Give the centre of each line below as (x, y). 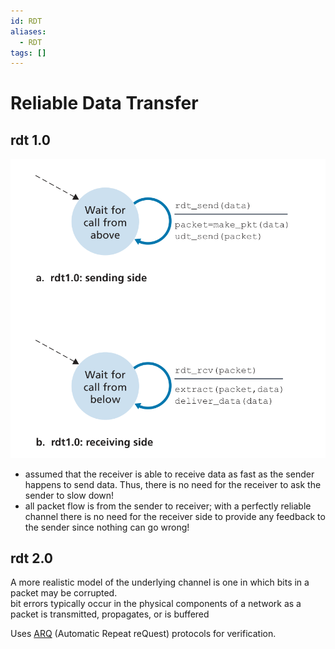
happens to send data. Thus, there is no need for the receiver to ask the (173, 484)
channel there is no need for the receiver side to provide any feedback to (175, 516)
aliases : (28, 31)
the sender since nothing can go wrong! (107, 527)
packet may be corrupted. (64, 593)
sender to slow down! (69, 495)
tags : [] (28, 53)
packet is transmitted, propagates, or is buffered (110, 614)
